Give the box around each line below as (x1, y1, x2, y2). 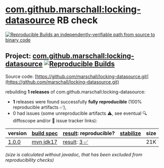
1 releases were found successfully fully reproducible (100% (12, 98, 142, 104)
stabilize (119, 130, 141, 137)
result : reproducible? (63, 130, 115, 137)
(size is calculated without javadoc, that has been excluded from (5, 151, 142, 157)
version (8, 130, 27, 137)
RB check (57, 14, 98, 26)
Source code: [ (5, 73, 37, 79)
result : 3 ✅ (63, 138, 89, 145)
